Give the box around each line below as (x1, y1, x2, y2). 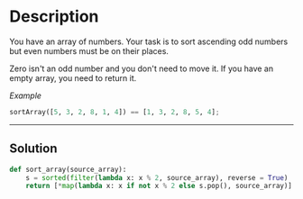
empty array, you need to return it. (9, 72, 137, 83)
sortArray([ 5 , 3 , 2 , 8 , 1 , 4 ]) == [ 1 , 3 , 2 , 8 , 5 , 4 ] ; (9, 107, 220, 116)
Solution (9, 141, 58, 157)
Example (9, 90, 42, 101)
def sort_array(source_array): (9, 165, 127, 174)
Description (9, 6, 99, 27)
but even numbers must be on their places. (9, 45, 170, 56)
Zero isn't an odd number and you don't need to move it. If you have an (9, 63, 273, 74)
